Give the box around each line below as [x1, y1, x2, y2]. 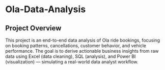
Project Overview [5, 24, 62, 32]
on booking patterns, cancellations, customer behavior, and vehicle [5, 43, 147, 49]
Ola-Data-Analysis [5, 4, 86, 15]
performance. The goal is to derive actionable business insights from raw [5, 48, 159, 54]
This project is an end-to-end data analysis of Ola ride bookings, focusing [5, 37, 160, 43]
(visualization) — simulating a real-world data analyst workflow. [5, 59, 139, 64]
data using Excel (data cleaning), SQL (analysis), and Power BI [5, 53, 136, 59]
